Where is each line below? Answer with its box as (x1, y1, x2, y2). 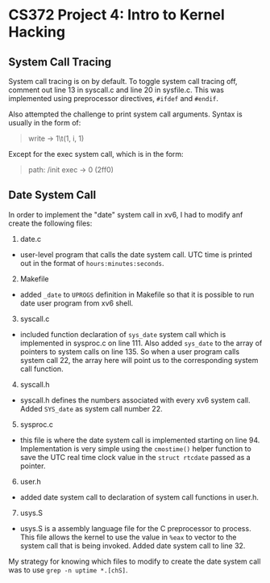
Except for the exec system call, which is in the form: (8, 150, 184, 158)
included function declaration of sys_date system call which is (19, 329, 226, 339)
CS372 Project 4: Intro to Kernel (8, 6, 226, 24)
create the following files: (8, 218, 93, 228)
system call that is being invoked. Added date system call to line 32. (19, 540, 246, 551)
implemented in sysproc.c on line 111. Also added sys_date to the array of (19, 338, 263, 348)
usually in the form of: (8, 118, 81, 127)
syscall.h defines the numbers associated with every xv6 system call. (19, 395, 251, 405)
